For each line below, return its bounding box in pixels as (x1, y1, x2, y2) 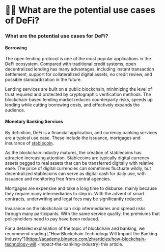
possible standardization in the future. (5, 76, 82, 83)
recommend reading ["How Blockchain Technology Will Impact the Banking (5, 230, 158, 236)
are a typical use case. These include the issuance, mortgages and (5, 135, 141, 141)
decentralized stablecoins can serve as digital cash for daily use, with (5, 170, 146, 177)
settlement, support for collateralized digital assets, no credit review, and (5, 72, 152, 77)
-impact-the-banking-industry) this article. (37, 241, 124, 247)
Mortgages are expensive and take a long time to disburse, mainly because (5, 185, 157, 191)
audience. (5, 107, 26, 113)
